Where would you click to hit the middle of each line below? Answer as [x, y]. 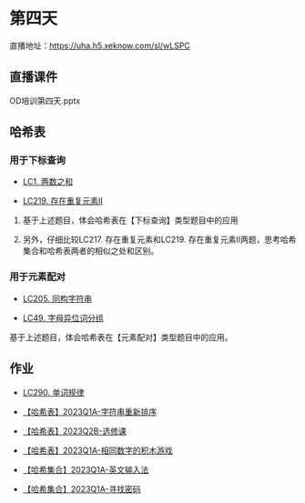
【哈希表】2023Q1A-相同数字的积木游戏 [97, 450]
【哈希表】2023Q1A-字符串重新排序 [90, 411]
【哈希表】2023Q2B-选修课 [75, 431]
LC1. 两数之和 [48, 182]
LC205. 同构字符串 [57, 298]
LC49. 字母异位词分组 [63, 317]
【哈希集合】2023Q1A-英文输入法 [86, 469]
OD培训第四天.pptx [45, 100]
